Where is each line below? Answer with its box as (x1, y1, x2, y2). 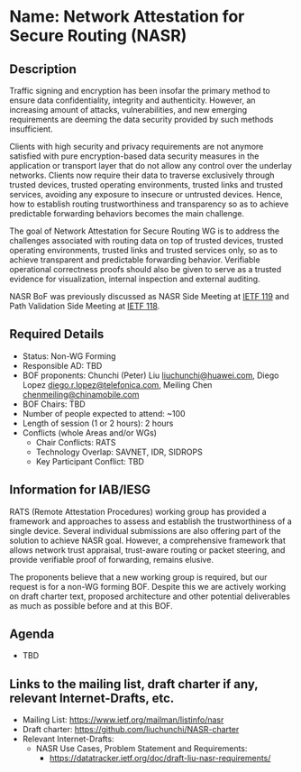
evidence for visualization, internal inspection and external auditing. (9, 273, 260, 284)
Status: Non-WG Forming (22, 350, 116, 362)
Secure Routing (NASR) (9, 25, 187, 46)
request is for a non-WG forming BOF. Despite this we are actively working (9, 581, 287, 592)
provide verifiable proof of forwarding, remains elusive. (9, 554, 214, 565)
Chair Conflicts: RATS (35, 437, 116, 447)
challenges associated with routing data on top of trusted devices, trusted (9, 235, 284, 245)
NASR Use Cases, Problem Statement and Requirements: (35, 743, 248, 754)
